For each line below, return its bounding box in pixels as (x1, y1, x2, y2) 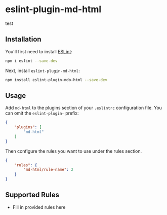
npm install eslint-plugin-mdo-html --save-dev (5, 77, 108, 82)
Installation (5, 35, 41, 44)
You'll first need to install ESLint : (5, 48, 72, 54)
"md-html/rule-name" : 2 (23, 167, 73, 172)
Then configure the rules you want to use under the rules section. (5, 148, 142, 154)
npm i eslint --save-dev (5, 58, 58, 63)
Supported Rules (5, 191, 60, 199)
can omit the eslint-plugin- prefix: (5, 110, 79, 116)
